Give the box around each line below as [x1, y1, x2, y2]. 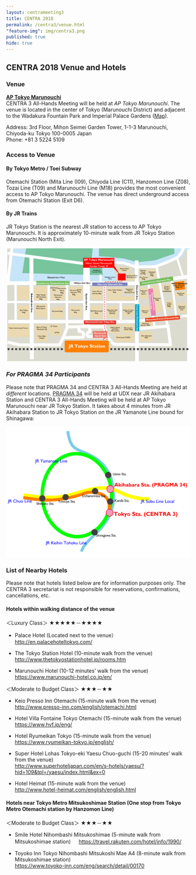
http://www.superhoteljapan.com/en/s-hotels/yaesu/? [14, 762, 145, 769]
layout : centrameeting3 [6, 9, 64, 15]
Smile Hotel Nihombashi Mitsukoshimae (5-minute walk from [14, 831, 161, 838]
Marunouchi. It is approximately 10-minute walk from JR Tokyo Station [6, 229, 175, 236]
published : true [6, 34, 46, 40]
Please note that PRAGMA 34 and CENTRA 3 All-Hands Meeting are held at [6, 383, 187, 390]
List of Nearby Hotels [6, 566, 68, 574]
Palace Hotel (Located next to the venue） [14, 632, 117, 639]
